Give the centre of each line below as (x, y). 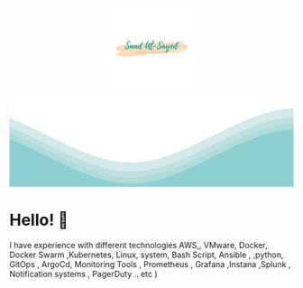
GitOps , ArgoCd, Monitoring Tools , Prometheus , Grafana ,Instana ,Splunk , (150, 265)
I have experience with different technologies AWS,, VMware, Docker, (138, 246)
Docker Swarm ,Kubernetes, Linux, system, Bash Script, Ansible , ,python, (147, 255)
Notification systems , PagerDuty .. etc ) (83, 274)
